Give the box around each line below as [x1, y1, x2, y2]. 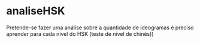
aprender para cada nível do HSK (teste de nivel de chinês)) [6, 30, 154, 37]
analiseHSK [6, 4, 65, 18]
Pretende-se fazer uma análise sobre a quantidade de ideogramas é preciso [6, 24, 194, 31]
